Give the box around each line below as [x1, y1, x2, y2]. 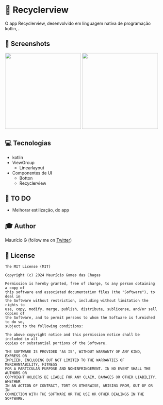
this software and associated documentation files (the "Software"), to [5, 290, 155, 295]
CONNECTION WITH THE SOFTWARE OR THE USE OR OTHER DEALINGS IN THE [5, 392, 145, 397]
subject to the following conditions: [5, 324, 83, 329]
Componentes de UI [12, 170, 52, 176]
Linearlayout [19, 165, 45, 171]
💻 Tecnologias [5, 139, 51, 147]
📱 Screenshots [5, 40, 50, 48]
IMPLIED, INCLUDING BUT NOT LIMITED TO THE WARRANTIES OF [5, 358, 125, 363]
